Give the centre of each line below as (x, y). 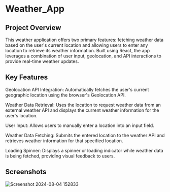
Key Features (27, 77)
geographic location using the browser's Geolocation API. (65, 95)
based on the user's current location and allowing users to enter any (77, 45)
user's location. (22, 115)
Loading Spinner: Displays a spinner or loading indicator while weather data (84, 150)
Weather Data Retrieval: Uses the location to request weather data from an (83, 105)
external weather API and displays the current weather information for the (82, 110)
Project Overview (33, 28)
